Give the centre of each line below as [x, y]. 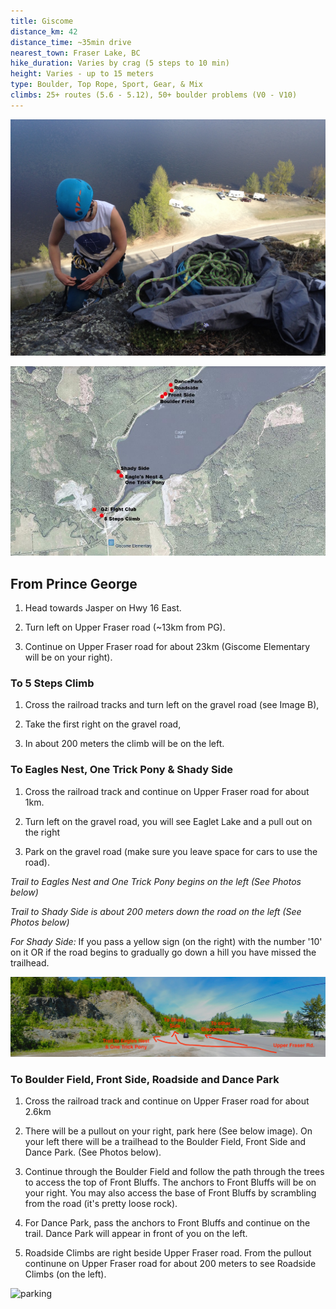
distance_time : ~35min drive [71, 42]
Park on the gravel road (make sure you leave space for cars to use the [171, 851]
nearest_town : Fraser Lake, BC [75, 53]
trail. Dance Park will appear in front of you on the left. [136, 1234]
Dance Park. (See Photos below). [93, 1152]
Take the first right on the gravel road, [103, 724]
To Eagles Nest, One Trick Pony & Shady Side [122, 770]
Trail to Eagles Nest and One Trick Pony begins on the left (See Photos [156, 881]
